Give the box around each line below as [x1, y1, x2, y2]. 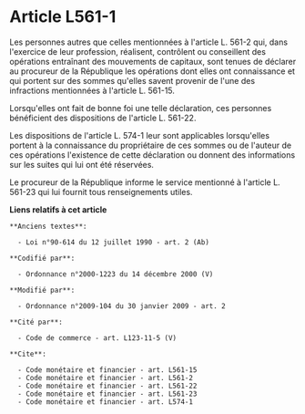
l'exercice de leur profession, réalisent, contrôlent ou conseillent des [9, 46, 267, 57]
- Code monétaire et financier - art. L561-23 [17, 389, 198, 398]
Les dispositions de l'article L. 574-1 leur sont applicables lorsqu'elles [9, 129, 270, 140]
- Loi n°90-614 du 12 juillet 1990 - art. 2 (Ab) [17, 237, 209, 247]
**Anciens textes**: [9, 222, 88, 231]
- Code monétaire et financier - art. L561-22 [17, 381, 198, 390]
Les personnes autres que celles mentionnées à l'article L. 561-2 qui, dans [9, 36, 289, 47]
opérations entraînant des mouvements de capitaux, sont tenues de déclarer [9, 56, 297, 67]
